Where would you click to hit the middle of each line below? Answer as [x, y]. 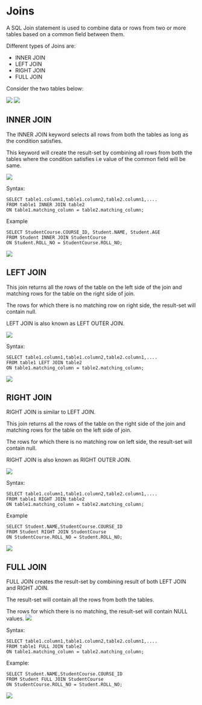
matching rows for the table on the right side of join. [71, 293]
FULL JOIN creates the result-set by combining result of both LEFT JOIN [96, 582]
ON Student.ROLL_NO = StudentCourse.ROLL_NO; [64, 242]
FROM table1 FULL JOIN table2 [44, 647]
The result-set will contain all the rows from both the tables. [80, 600]
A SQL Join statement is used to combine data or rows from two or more [96, 28]
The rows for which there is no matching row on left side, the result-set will [99, 442]
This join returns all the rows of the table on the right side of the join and [96, 424]
